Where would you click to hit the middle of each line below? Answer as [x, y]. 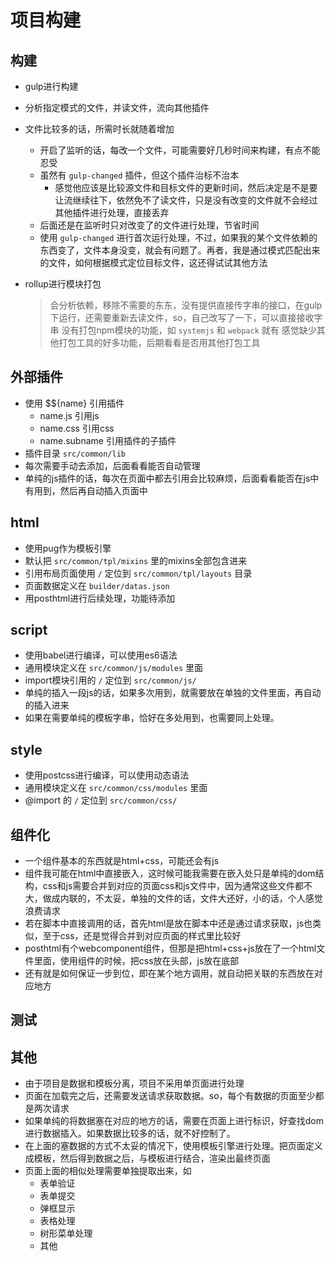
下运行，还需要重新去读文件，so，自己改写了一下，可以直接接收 [182, 317]
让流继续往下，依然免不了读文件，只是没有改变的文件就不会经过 [186, 200]
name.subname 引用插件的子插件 [108, 440]
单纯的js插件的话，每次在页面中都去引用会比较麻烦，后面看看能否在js [167, 478]
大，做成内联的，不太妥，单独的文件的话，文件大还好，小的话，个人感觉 [173, 898]
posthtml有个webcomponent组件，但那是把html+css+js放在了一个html [170, 948]
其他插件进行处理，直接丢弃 [112, 212]
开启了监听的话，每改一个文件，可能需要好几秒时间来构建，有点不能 [180, 150]
